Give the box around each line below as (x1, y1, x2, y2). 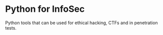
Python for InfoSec (5, 3, 85, 15)
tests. (5, 25, 16, 31)
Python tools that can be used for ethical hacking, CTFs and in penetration (5, 20, 158, 26)
